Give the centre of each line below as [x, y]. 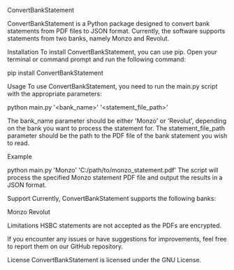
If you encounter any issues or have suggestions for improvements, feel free [117, 239]
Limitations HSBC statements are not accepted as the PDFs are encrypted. [115, 225]
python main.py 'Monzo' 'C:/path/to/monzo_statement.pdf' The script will [113, 170]
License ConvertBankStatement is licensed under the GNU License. [104, 260]
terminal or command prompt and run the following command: [97, 59]
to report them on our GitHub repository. [65, 246]
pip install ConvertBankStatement [55, 73]
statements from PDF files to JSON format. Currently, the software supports [116, 31]
